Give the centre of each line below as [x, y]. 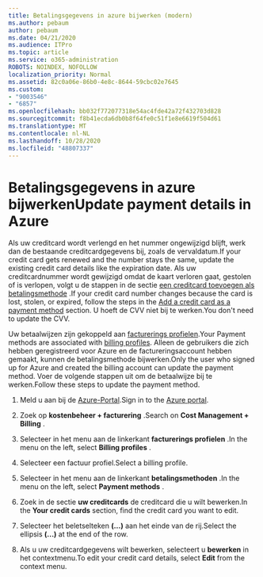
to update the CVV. [39, 319]
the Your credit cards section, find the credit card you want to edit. [129, 510]
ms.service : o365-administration [63, 60]
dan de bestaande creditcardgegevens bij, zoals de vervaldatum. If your [125, 251]
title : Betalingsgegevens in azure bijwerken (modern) [101, 15]
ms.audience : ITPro [40, 45]
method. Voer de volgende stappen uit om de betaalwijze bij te [110, 376]
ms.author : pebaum [38, 23]
